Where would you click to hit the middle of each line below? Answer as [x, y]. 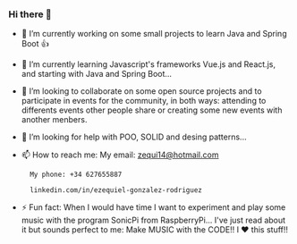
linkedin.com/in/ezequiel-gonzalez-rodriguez [116, 190]
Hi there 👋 [30, 14]
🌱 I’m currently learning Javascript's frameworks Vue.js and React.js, [148, 64]
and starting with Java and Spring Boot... [96, 74]
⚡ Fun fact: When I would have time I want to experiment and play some [153, 207]
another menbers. [54, 120]
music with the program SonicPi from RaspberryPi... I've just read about [153, 220]
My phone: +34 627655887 [76, 175]
